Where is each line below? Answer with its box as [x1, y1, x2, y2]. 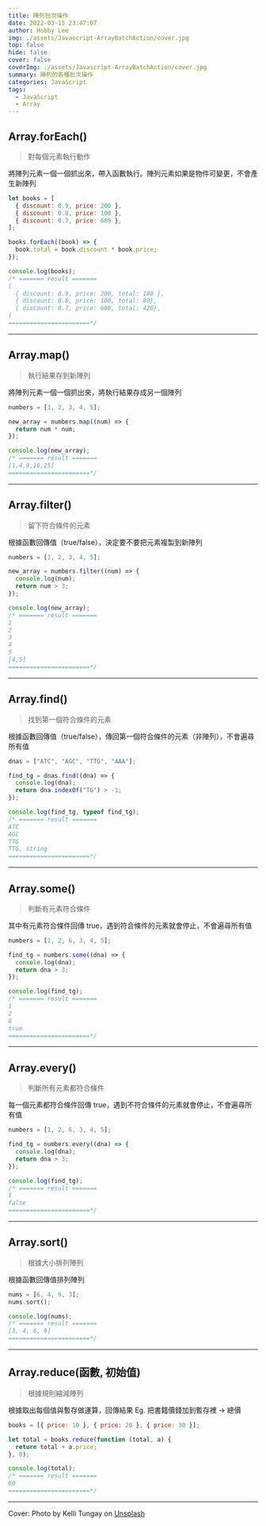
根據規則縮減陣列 [27, 1388, 84, 1398]
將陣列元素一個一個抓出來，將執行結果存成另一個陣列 [8, 387, 182, 397]
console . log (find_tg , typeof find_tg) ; [8, 808, 140, 816]
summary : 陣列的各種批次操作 [8, 71, 93, 79]
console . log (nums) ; [8, 1312, 73, 1320]
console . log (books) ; [8, 267, 77, 275]
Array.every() [8, 1061, 77, 1075]
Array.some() [8, 882, 76, 895]
